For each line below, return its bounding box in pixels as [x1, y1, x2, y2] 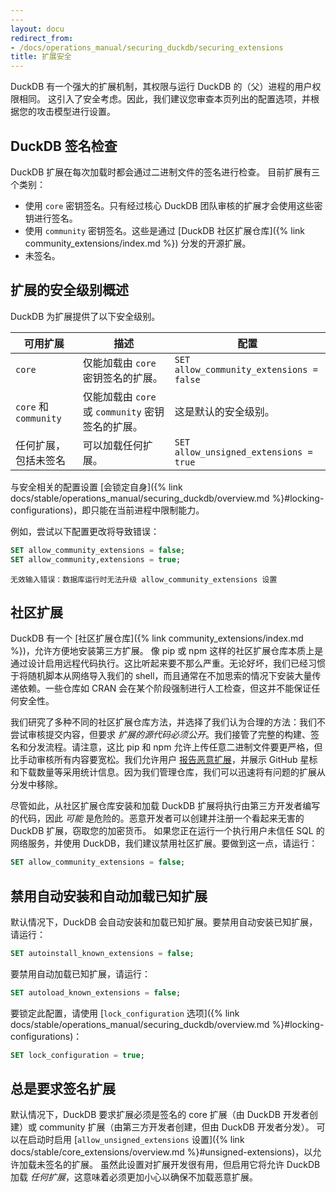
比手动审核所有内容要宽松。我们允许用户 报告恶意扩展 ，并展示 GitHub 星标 [10, 754, 318, 766]
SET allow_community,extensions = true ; [10, 554, 182, 565]
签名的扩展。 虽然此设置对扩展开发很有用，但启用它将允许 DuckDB [44, 1159, 321, 1171]
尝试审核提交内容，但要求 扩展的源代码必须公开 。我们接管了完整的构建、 [10, 729, 311, 741]
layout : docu [10, 24, 65, 34]
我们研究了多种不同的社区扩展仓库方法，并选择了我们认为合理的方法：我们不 [10, 716, 326, 728]
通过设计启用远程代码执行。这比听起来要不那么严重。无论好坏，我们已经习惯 [10, 657, 326, 670]
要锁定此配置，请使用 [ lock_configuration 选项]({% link [10, 1007, 240, 1019]
